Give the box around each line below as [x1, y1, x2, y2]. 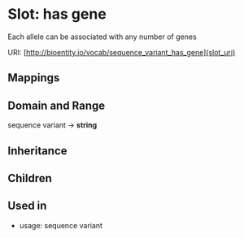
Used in [7, 199, 47, 213]
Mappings [7, 71, 60, 85]
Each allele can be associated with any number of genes [7, 32, 197, 41]
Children [7, 171, 52, 185]
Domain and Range [7, 98, 106, 112]
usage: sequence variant [19, 220, 103, 230]
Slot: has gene [7, 5, 107, 24]
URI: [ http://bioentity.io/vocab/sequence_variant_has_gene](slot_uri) [7, 47, 236, 57]
